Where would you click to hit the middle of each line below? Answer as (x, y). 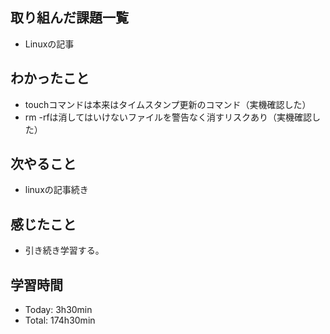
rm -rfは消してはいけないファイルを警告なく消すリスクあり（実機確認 (168, 117)
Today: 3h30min (58, 310)
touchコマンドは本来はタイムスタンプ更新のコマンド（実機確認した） (168, 104)
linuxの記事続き (56, 190)
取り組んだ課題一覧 (69, 18)
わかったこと (50, 78)
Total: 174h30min (60, 320)
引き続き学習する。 (64, 250)
